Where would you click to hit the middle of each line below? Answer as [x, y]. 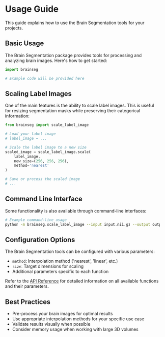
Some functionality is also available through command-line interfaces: [76, 211]
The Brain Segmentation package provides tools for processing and [73, 55]
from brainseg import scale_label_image [47, 125]
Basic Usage [25, 44]
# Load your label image [30, 134]
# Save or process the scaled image [42, 179]
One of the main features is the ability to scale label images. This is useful [80, 106]
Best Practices [28, 302]
